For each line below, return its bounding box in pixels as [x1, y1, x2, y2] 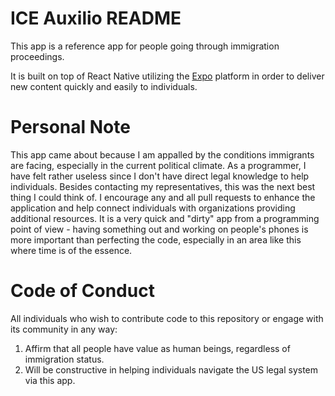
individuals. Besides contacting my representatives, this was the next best [10, 180, 316, 192]
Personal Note [10, 116, 131, 139]
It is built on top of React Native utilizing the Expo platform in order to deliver [10, 70, 325, 82]
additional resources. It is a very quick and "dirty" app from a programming [10, 212, 320, 224]
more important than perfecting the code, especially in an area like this [10, 233, 302, 246]
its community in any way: [10, 323, 118, 335]
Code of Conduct [10, 280, 155, 302]
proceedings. [10, 50, 65, 62]
